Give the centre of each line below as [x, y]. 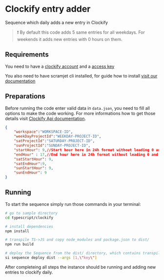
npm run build [20, 244]
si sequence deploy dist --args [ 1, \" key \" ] [51, 258]
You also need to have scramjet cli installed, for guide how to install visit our [81, 76]
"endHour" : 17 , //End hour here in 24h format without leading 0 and [86, 155]
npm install [17, 231]
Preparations [25, 96]
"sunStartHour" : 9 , [34, 168]
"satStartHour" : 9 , [34, 159]
